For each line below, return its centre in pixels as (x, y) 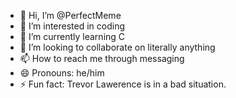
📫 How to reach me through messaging (102, 58)
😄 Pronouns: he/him (62, 73)
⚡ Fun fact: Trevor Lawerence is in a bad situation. (123, 84)
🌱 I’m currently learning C (72, 36)
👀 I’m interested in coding (72, 26)
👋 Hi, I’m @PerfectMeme (70, 15)
